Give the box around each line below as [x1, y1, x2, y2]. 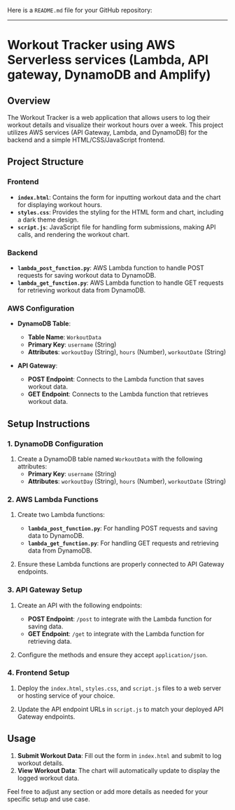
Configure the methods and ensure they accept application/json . [17, 650, 208, 659]
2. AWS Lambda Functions [7, 494, 99, 504]
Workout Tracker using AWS [7, 37, 176, 53]
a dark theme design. [17, 215, 79, 224]
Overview [7, 95, 51, 107]
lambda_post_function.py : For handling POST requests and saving [27, 524, 218, 532]
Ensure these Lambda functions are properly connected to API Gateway [17, 560, 225, 569]
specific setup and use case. [7, 795, 90, 803]
